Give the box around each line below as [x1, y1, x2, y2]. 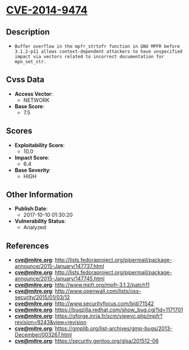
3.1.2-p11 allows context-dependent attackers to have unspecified [14, 49, 183, 55]
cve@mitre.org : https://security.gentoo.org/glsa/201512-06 [14, 338, 159, 345]
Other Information [6, 190, 73, 200]
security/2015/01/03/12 [14, 294, 70, 301]
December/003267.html [14, 331, 72, 338]
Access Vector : [14, 90, 53, 97]
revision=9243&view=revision [14, 319, 87, 326]
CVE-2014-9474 [6, 4, 88, 17]
